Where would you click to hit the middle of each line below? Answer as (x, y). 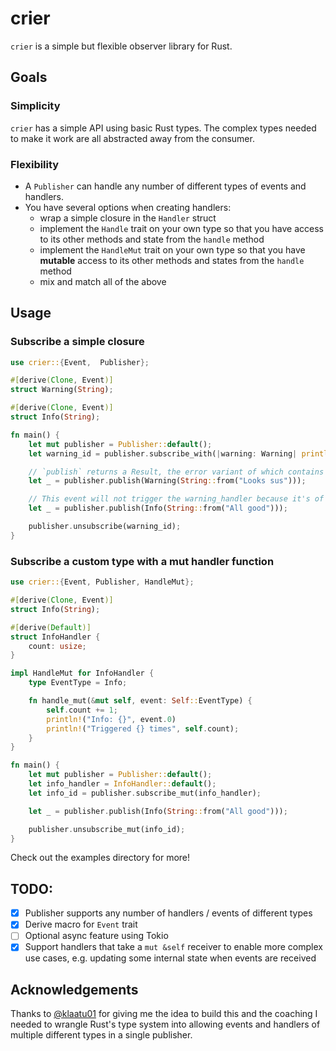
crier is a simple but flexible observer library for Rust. (121, 46)
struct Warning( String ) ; (62, 390)
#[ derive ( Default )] (51, 627)
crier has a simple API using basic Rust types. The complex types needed (163, 128)
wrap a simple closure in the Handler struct (128, 218)
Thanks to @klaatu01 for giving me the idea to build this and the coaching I (164, 1014)
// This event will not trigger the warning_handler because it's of (176, 499)
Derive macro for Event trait (81, 924)
